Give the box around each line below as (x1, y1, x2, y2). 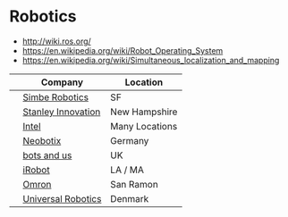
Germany (110, 134, 149, 146)
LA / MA (110, 163, 145, 176)
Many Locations (110, 120, 178, 132)
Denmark (110, 192, 149, 204)
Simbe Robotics (22, 91, 89, 104)
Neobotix (22, 134, 62, 146)
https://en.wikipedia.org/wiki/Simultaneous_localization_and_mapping (21, 54, 280, 65)
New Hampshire (110, 105, 178, 118)
